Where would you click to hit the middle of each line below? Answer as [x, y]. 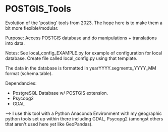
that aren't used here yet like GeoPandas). [49, 124]
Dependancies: [21, 83]
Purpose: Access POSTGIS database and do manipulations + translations [81, 38]
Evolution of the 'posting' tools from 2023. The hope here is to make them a [84, 23]
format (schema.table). [29, 73]
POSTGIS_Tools [38, 9]
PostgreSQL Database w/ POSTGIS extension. [60, 93]
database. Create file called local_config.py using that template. [71, 58]
